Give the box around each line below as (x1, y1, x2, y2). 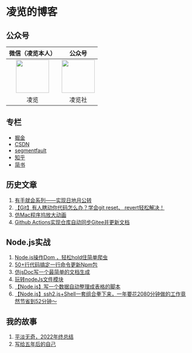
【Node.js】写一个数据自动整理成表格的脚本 (14, 283, 121, 290)
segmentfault (14, 147, 47, 154)
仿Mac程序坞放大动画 (14, 211, 67, 218)
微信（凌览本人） (9, 49, 57, 57)
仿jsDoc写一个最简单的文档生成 (14, 269, 91, 276)
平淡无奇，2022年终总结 (14, 333, 74, 340)
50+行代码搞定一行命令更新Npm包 (14, 261, 98, 268)
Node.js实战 (6, 238, 51, 248)
